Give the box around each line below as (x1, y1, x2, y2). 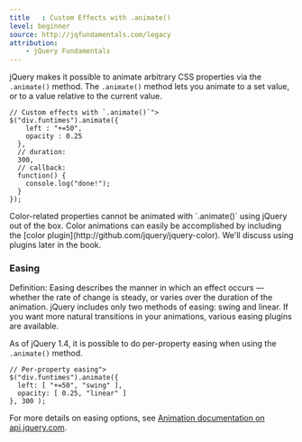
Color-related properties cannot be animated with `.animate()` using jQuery (9, 211, 288, 222)
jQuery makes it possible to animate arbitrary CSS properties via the (9, 71, 262, 82)
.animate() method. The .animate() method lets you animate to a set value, (9, 81, 290, 92)
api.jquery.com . (9, 422, 68, 433)
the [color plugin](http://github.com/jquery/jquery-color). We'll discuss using (9, 230, 294, 241)
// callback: (17, 163, 67, 172)
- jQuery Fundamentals (25, 47, 111, 56)
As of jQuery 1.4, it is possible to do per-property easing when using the (9, 338, 277, 349)
